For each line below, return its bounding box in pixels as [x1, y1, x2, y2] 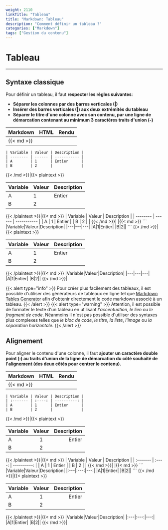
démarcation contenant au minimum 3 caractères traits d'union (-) [12, 117, 154, 123]
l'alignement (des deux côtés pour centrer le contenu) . [5, 361, 121, 367]
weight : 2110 [5, 7, 33, 12]
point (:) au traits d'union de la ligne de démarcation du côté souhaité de [5, 355, 158, 361]
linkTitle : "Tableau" [5, 12, 51, 17]
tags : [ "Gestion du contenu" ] [5, 30, 69, 35]
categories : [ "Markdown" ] [5, 26, 59, 31]
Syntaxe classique [5, 78, 64, 86]
